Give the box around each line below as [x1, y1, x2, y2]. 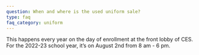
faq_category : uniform [6, 20, 63, 25]
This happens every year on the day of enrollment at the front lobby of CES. [6, 36, 194, 43]
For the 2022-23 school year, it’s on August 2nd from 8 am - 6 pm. [6, 42, 171, 49]
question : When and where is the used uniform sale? [6, 8, 141, 15]
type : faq [6, 14, 31, 20]
